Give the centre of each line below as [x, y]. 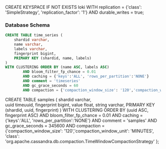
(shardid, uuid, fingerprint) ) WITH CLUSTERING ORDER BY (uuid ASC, [77, 110]
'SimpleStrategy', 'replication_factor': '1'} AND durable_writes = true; [75, 12]
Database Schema [28, 25]
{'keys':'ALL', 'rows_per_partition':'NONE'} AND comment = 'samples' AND [81, 120]
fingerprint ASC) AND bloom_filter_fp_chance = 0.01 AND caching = [74, 115]
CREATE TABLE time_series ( [34, 35]
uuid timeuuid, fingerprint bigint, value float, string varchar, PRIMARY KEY [80, 105]
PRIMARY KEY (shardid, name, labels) [53, 58]
